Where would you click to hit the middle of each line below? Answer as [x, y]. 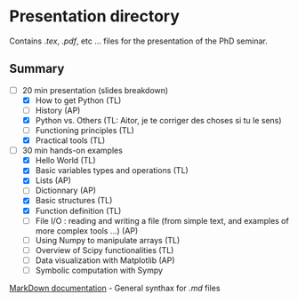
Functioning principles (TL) [85, 130]
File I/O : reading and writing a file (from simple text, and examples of [162, 220]
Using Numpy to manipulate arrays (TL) [108, 240]
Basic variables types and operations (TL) [112, 171]
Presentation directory [95, 16]
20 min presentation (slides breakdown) [95, 90]
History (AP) [58, 110]
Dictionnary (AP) [65, 191]
